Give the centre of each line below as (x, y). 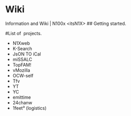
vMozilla (21, 70)
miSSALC (22, 59)
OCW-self (23, 75)
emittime (22, 97)
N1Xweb (21, 43)
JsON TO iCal (27, 54)
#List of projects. (24, 33)
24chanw (23, 102)
